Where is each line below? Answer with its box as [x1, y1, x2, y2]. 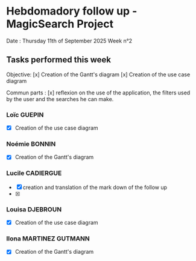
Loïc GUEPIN [6, 110, 44, 119]
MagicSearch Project [6, 17, 113, 31]
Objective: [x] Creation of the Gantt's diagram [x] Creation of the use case [6, 71, 191, 78]
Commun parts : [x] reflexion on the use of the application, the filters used [6, 89, 191, 96]
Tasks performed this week [6, 55, 112, 65]
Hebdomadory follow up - [6, 4, 138, 18]
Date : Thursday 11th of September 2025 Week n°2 [6, 37, 133, 44]
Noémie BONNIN [6, 140, 56, 148]
